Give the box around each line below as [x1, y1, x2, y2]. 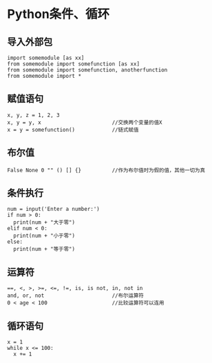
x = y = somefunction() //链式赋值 [7, 126, 139, 133]
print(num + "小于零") [13, 232, 76, 240]
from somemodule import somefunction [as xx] [7, 61, 140, 68]
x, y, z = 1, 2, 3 [7, 112, 60, 118]
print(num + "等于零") [13, 246, 76, 253]
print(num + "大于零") [13, 219, 76, 226]
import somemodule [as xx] [7, 54, 85, 61]
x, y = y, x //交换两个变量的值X [7, 118, 162, 126]
